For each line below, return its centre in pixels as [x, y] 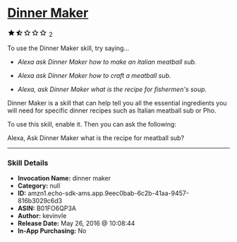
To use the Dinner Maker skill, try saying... [68, 48]
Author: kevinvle [42, 216]
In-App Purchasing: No [52, 231]
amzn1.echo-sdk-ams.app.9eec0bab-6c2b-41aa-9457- [108, 193]
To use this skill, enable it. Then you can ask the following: [92, 124]
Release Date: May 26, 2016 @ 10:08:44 [76, 224]
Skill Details [28, 163]
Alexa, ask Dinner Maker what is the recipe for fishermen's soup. [112, 89]
